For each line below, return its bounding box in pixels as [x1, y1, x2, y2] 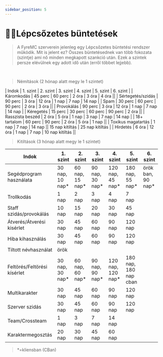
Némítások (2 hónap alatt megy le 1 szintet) [16, 78, 104, 84]
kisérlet [7, 224, 25, 231]
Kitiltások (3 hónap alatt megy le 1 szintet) [16, 138, 101, 144]
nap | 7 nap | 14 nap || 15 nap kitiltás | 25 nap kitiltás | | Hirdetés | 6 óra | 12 [5, 124, 154, 130]
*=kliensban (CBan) [16, 347, 57, 353]
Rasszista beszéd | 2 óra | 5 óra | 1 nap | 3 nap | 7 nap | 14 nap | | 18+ [5, 114, 143, 119]
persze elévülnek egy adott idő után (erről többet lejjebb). [16, 59, 132, 66]
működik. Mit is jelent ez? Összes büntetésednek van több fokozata [16, 49, 152, 55]
